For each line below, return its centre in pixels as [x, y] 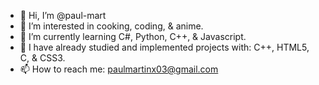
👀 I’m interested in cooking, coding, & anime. [111, 26]
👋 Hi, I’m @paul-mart [63, 15]
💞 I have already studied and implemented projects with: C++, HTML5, [164, 47]
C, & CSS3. [42, 58]
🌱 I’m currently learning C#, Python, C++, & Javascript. [133, 36]
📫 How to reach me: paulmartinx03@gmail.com [119, 69]
